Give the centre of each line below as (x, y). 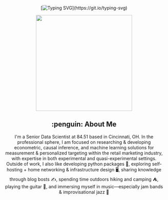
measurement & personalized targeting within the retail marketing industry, (84, 153)
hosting (14, 169)
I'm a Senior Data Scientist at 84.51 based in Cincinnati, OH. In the (84, 137)
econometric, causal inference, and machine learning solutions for (84, 147)
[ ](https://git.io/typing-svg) (84, 8)
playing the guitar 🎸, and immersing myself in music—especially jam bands (84, 186)
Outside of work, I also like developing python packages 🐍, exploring (79, 164)
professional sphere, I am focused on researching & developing (84, 142)
